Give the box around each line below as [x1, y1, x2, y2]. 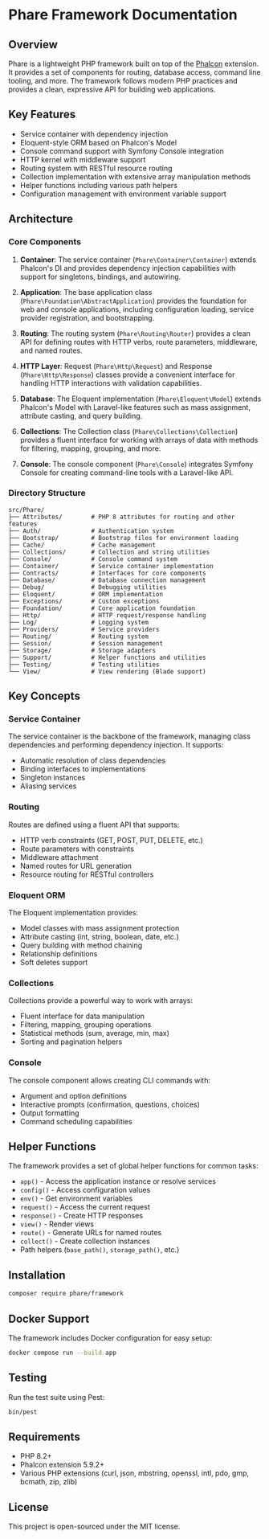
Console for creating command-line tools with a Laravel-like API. [19, 468, 234, 477]
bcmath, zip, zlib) [19, 1477, 78, 1487]
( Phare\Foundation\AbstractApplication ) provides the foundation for [19, 296, 247, 305]
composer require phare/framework [8, 1290, 124, 1298]
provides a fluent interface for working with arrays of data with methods [19, 435, 259, 444]
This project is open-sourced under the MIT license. [8, 1521, 181, 1532]
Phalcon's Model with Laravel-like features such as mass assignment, [19, 402, 251, 411]
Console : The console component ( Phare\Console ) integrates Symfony [19, 459, 254, 469]
